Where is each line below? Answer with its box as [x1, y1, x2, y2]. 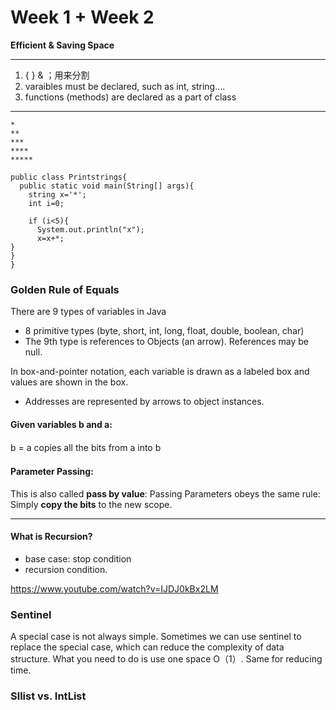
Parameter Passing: [10, 466, 94, 478]
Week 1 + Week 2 [10, 6, 155, 29]
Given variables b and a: [10, 418, 113, 430]
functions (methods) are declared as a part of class [24, 91, 237, 103]
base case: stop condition [24, 552, 132, 565]
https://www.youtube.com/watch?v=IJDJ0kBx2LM [10, 582, 219, 595]
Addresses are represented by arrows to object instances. [24, 396, 265, 408]
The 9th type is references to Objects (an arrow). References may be [24, 336, 310, 348]
